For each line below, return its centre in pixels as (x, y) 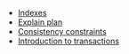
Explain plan (40, 22)
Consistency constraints (62, 31)
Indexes (32, 13)
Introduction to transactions (69, 41)
